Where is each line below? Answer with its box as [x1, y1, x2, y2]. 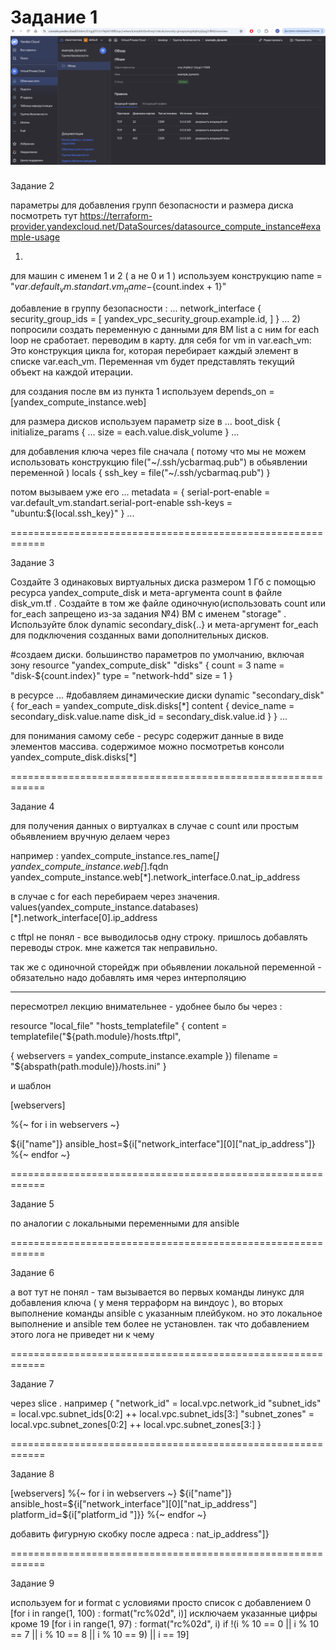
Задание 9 [10, 1577, 55, 1590]
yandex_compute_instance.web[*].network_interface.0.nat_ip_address [10, 871, 301, 883]
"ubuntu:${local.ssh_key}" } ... [10, 507, 135, 520]
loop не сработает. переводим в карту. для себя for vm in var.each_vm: [10, 334, 312, 346]
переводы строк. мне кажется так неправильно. [10, 942, 218, 954]
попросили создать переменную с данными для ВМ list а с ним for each [10, 324, 320, 336]
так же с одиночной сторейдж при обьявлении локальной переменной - [10, 961, 322, 973]
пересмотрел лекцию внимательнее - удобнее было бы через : [10, 1001, 283, 1013]
